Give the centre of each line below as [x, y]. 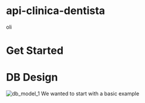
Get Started [35, 51]
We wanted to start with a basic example [90, 94]
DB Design [32, 78]
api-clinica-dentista [56, 11]
